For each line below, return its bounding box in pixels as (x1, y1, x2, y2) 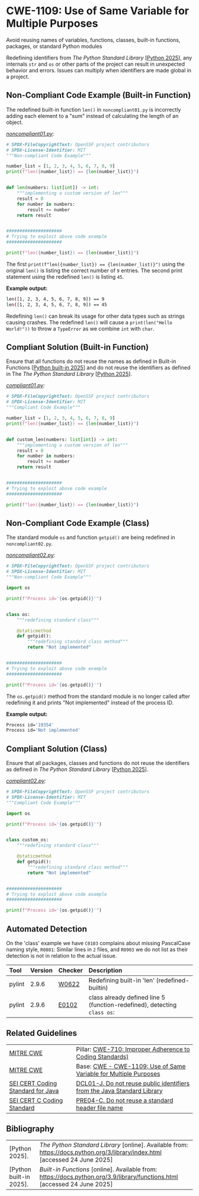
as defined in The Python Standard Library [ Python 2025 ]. (6, 766, 149, 773)
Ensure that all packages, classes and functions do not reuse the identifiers (6, 760, 190, 767)
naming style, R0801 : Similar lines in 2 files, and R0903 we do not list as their (6, 946, 188, 953)
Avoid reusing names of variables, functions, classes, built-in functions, (6, 36, 181, 43)
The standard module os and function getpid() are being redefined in (6, 534, 176, 541)
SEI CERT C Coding (9, 1096, 63, 1104)
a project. (6, 73, 30, 80)
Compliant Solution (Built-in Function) (6, 342, 149, 352)
